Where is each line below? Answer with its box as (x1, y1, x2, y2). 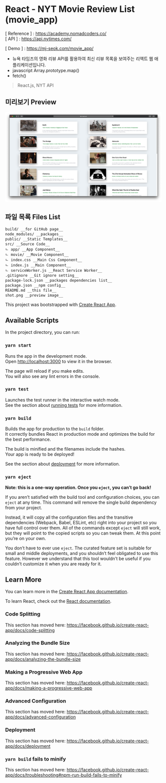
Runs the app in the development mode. (5, 353, 87, 359)
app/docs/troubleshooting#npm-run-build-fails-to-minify (5, 772, 122, 778)
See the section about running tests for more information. (5, 402, 123, 408)
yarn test (5, 387, 29, 392)
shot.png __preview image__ (5, 293, 64, 298)
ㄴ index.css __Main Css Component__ (5, 257, 83, 263)
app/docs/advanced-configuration (5, 714, 76, 720)
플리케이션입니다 (12, 62, 45, 68)
